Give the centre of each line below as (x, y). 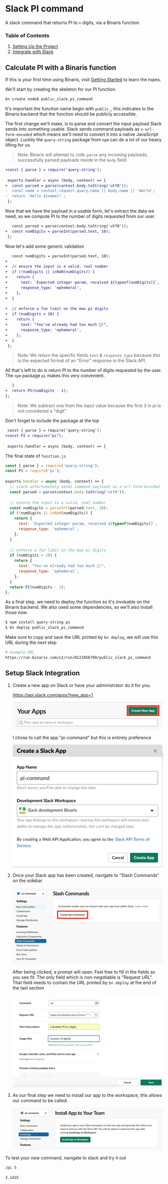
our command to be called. (40, 1101)
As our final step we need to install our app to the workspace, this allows (87, 1095)
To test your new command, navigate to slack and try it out (66, 1157)
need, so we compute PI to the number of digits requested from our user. (80, 216)
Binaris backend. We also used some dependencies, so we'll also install (79, 607)
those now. (16, 613)
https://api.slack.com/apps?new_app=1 (53, 695)
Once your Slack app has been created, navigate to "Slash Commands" (86, 875)
